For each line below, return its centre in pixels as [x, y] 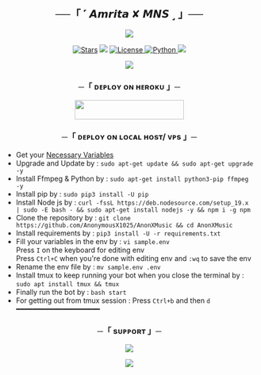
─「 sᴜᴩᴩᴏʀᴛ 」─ [129, 331]
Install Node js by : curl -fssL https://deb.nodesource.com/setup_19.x [132, 202]
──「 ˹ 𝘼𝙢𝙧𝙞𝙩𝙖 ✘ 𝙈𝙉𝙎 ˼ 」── [129, 14]
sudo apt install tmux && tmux [67, 284]
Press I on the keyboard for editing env [80, 250]
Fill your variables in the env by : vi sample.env [93, 241]
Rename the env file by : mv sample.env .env [88, 266]
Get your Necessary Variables [65, 155]
